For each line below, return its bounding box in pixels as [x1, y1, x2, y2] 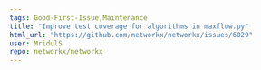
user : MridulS [9, 38, 63, 48]
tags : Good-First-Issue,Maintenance [9, 13, 148, 23]
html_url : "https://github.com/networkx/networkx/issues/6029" [9, 30, 254, 39]
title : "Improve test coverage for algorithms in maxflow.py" [9, 22, 249, 31]
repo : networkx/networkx [9, 47, 103, 56]
